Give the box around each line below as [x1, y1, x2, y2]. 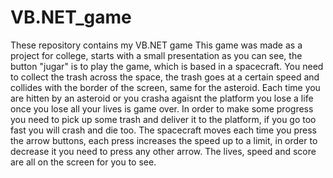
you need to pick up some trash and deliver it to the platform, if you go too [10, 113, 317, 125]
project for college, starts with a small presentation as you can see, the [10, 49, 303, 61]
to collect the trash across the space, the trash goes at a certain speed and [10, 71, 320, 83]
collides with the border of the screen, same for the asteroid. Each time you [10, 81, 321, 93]
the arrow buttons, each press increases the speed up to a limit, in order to [10, 134, 318, 146]
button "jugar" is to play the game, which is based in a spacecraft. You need [10, 60, 324, 72]
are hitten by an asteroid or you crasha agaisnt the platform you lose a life [10, 92, 314, 104]
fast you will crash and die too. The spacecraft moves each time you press [10, 124, 317, 136]
